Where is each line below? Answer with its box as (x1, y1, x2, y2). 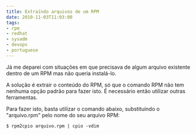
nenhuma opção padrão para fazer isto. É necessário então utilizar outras (6, 87, 185, 95)
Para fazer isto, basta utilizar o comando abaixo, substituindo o (6, 105, 160, 112)
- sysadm (6, 36, 28, 42)
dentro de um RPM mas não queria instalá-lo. (6, 69, 117, 77)
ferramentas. (6, 94, 38, 101)
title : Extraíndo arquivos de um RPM (6, 8, 99, 15)
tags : (6, 20, 20, 25)
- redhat (6, 31, 28, 37)
